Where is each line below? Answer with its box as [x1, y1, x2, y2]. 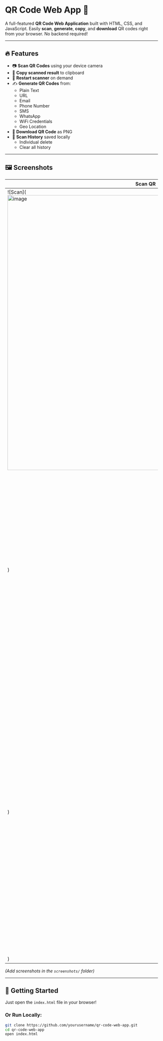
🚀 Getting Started [5, 986, 59, 995]
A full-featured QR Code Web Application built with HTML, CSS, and [5, 20, 143, 26]
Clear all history [19, 144, 51, 150]
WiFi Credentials [19, 118, 52, 124]
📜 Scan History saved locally [12, 134, 70, 140]
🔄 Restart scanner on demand [12, 75, 73, 81]
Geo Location [19, 124, 47, 129]
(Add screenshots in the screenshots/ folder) [5, 968, 95, 974]
